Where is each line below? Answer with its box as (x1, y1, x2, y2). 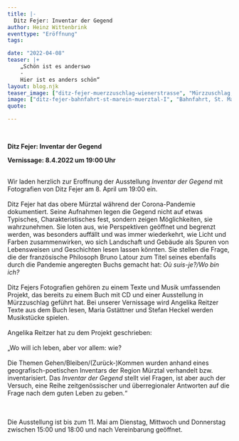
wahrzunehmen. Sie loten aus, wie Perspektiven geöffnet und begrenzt (7, 223, 216, 231)
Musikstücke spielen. (7, 314, 70, 322)
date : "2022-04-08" (7, 50, 65, 57)
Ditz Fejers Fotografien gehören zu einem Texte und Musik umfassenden (7, 283, 221, 292)
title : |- (7, 10, 37, 18)
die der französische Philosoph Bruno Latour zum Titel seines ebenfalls (7, 253, 216, 261)
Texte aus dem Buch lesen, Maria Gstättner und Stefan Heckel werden (7, 306, 213, 314)
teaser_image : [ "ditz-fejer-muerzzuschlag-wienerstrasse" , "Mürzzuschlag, (7, 90, 234, 97)
